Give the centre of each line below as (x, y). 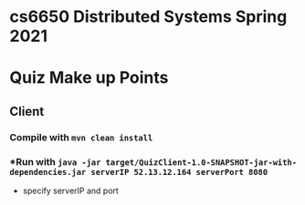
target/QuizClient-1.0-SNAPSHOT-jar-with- (201, 162)
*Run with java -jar (55, 161)
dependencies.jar (48, 172)
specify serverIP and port (70, 190)
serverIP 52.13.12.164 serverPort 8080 (179, 172)
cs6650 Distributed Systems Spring (148, 17)
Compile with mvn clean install (81, 137)
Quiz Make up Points (89, 78)
